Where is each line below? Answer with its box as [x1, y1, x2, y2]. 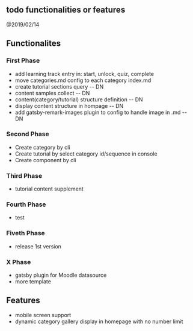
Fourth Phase [6, 200, 46, 209]
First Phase [6, 57, 40, 65]
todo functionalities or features [6, 5, 126, 15]
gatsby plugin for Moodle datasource [14, 271, 107, 279]
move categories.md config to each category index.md [14, 77, 152, 84]
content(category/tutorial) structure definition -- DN [14, 96, 143, 103]
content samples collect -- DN [14, 89, 90, 96]
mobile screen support [14, 311, 72, 318]
